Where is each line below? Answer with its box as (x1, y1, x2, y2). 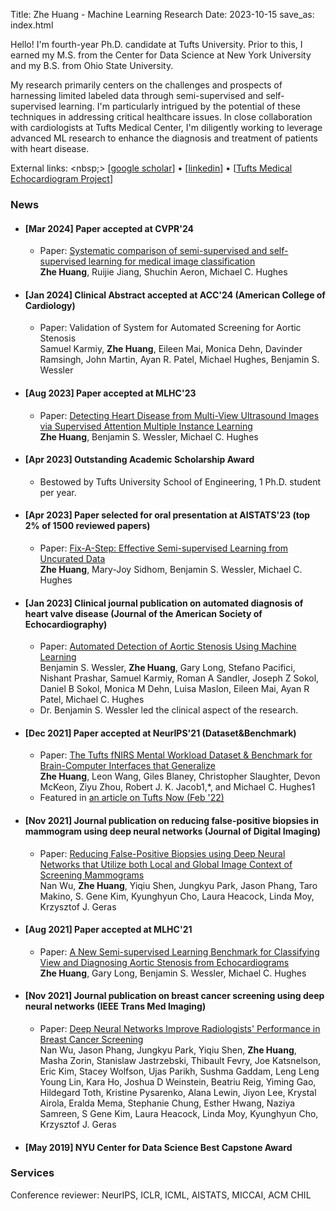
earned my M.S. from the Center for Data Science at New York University (10, 49, 312, 61)
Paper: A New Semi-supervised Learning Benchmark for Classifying (39, 945, 320, 958)
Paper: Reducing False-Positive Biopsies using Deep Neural (39, 847, 286, 859)
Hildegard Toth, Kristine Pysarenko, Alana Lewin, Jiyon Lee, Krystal (39, 1086, 317, 1098)
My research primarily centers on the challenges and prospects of (10, 79, 283, 91)
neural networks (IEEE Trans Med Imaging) (24, 1000, 207, 1013)
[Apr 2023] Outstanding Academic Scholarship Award (24, 454, 255, 466)
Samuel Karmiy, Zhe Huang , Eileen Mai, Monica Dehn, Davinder (39, 343, 303, 355)
